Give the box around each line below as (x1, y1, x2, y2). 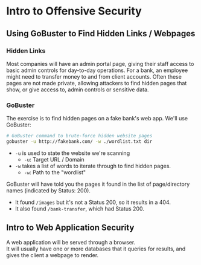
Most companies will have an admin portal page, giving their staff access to (6, 60, 194, 67)
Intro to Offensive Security (6, 4, 142, 18)
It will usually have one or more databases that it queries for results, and (6, 245, 186, 252)
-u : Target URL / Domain (24, 155, 85, 163)
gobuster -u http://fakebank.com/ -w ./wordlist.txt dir (6, 139, 153, 145)
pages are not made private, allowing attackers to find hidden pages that (6, 79, 187, 87)
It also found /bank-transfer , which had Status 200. (14, 204, 145, 212)
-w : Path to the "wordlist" (24, 168, 86, 176)
